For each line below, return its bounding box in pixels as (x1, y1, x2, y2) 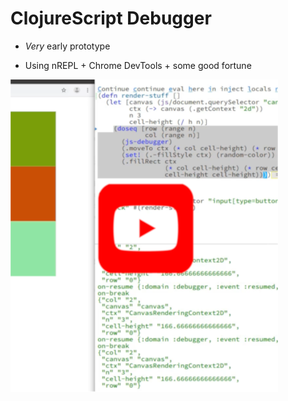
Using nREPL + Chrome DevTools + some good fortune (24, 59, 252, 71)
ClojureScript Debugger (10, 7, 212, 30)
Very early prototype (24, 40, 111, 52)
